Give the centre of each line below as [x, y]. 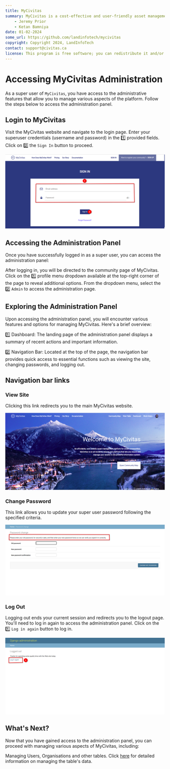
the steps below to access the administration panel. [59, 104]
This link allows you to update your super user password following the [78, 512]
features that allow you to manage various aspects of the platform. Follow [82, 98]
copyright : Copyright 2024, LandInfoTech [50, 43]
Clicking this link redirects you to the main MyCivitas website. [69, 406]
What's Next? [27, 728]
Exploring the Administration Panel [61, 307]
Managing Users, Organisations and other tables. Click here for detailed [80, 756]
